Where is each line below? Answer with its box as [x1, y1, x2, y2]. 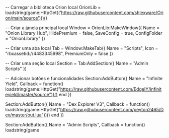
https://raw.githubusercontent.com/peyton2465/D [60, 107, 164, 112]
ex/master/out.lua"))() [5, 112, 50, 118]
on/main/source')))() [5, 15, 48, 21]
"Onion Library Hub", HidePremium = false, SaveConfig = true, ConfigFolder [5, 30, 162, 36]
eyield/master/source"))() [5, 92, 58, 97]
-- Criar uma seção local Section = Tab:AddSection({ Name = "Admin [5, 60, 148, 66]
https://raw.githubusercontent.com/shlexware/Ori [61, 10, 163, 16]
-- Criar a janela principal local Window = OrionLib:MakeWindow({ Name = [5, 25, 160, 31]
